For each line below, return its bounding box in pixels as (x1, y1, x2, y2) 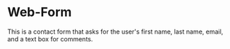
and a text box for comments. (7, 34, 93, 43)
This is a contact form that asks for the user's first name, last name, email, (7, 27, 224, 36)
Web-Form (7, 4, 72, 20)
